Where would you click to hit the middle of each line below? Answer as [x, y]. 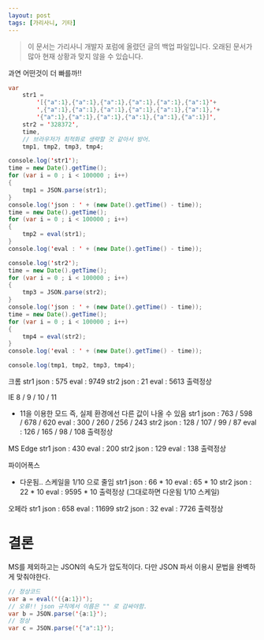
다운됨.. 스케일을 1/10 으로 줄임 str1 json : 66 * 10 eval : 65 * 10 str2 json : [136, 482]
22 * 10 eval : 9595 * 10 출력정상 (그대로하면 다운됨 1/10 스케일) [119, 492]
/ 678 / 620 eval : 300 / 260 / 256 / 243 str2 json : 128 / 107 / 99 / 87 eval [138, 422]
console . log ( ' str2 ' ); [44, 263]
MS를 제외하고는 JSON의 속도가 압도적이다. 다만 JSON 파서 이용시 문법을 [121, 567]
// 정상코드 [24, 591]
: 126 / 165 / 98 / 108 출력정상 [66, 432]
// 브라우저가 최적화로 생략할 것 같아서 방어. [87, 139]
